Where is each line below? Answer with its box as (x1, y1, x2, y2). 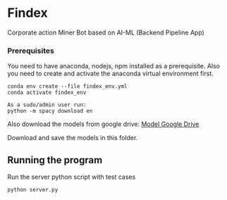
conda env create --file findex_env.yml (7, 83, 128, 90)
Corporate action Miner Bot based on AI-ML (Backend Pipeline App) (7, 28, 204, 37)
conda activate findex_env (7, 89, 87, 96)
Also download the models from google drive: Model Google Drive (7, 120, 200, 128)
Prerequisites (7, 46, 54, 56)
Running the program (7, 154, 103, 166)
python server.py (7, 187, 59, 194)
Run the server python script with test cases (7, 173, 136, 181)
